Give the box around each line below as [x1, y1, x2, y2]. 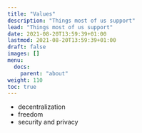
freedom [17, 110, 44, 119]
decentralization [17, 102, 66, 111]
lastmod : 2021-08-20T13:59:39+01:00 [7, 37, 116, 44]
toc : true [7, 83, 37, 90]
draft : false [7, 43, 46, 50]
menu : [7, 57, 24, 64]
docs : [14, 63, 31, 70]
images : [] [7, 50, 40, 58]
